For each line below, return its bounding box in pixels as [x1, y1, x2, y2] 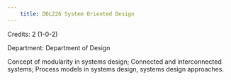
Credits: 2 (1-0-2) [7, 30, 58, 38]
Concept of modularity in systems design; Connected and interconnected [7, 57, 222, 66]
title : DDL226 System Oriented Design [20, 10, 135, 18]
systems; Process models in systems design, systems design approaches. [7, 64, 225, 73]
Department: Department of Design [7, 43, 111, 52]
